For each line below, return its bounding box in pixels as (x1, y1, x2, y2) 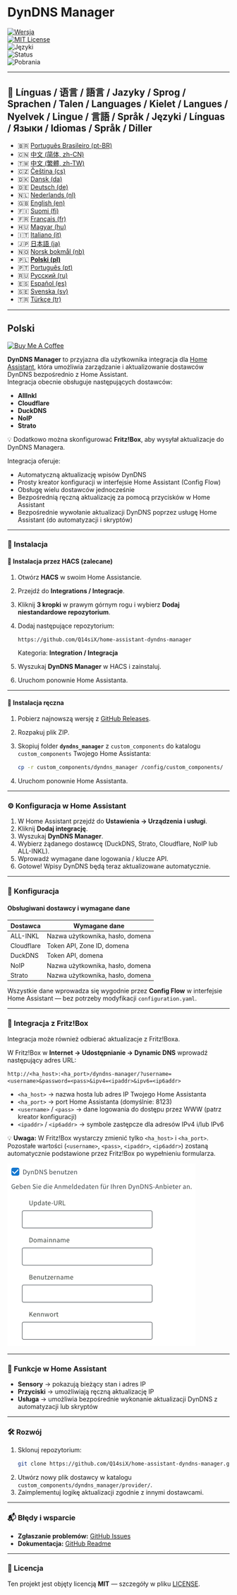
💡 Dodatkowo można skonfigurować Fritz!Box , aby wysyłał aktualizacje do (7, 435, 224, 443)
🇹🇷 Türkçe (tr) (17, 295, 62, 303)
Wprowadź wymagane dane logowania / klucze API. (17, 855, 169, 863)
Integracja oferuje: (7, 457, 61, 465)
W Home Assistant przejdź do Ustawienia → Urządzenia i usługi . (17, 817, 208, 826)
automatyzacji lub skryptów (17, 1403, 99, 1411)
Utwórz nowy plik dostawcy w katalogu (17, 1473, 132, 1482)
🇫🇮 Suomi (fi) (17, 206, 59, 215)
